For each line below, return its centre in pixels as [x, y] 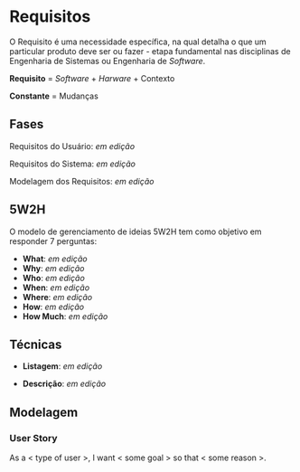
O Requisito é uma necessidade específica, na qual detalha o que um [138, 42]
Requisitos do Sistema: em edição [72, 164]
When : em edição [56, 288]
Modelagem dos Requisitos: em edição [82, 181]
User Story [33, 438]
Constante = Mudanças [54, 96]
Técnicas [36, 344]
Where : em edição [57, 297]
